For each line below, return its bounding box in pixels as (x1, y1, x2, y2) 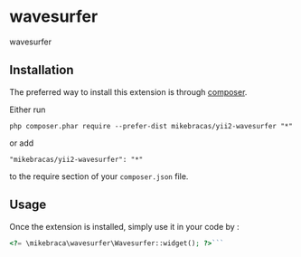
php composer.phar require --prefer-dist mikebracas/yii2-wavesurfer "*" (9, 121, 294, 130)
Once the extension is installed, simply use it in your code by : (9, 221, 240, 232)
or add (9, 138, 34, 148)
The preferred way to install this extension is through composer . (9, 86, 248, 97)
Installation (9, 62, 74, 78)
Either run (9, 104, 46, 115)
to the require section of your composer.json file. (9, 170, 189, 182)
